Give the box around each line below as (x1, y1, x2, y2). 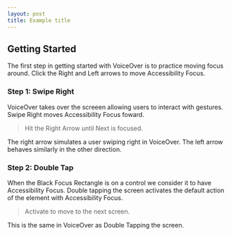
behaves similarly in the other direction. (7, 145, 122, 154)
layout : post (7, 10, 46, 18)
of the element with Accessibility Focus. (7, 193, 123, 201)
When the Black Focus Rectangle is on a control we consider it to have (7, 178, 212, 187)
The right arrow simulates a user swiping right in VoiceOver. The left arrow (7, 137, 223, 146)
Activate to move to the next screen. (24, 207, 130, 216)
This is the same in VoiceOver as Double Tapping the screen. (7, 221, 185, 229)
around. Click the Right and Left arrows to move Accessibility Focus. (7, 69, 206, 77)
